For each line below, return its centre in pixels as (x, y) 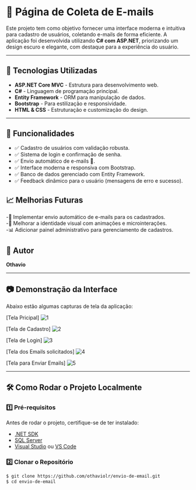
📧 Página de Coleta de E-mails (80, 12)
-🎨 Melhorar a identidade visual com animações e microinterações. (87, 223)
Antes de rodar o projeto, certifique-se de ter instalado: (72, 422)
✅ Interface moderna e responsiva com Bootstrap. (75, 167)
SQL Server (28, 440)
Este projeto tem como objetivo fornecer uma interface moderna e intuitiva (96, 28)
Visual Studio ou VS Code (45, 446)
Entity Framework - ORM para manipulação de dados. (80, 97)
